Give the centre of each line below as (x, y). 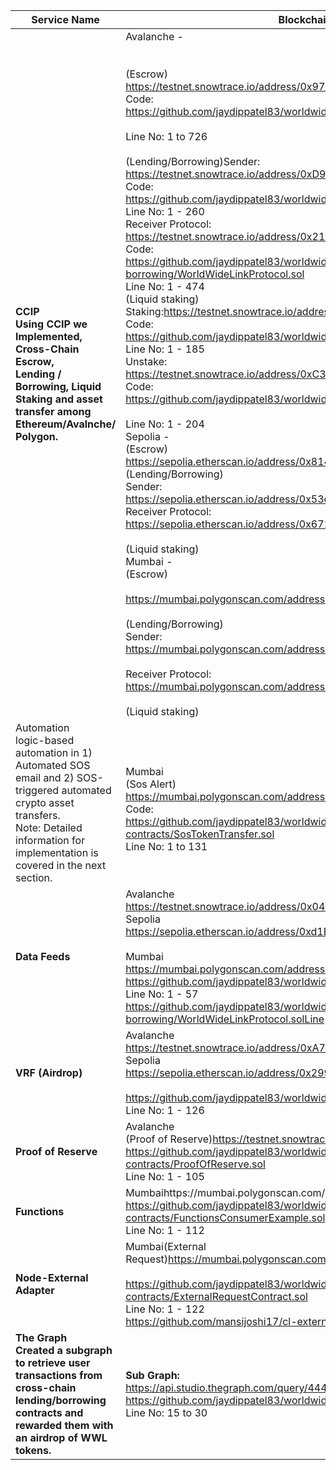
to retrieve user (53, 1362)
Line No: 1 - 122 (165, 1309)
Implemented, (49, 336)
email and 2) (45, 777)
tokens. (33, 1450)
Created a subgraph (64, 1350)
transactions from (59, 1375)
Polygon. (37, 436)
